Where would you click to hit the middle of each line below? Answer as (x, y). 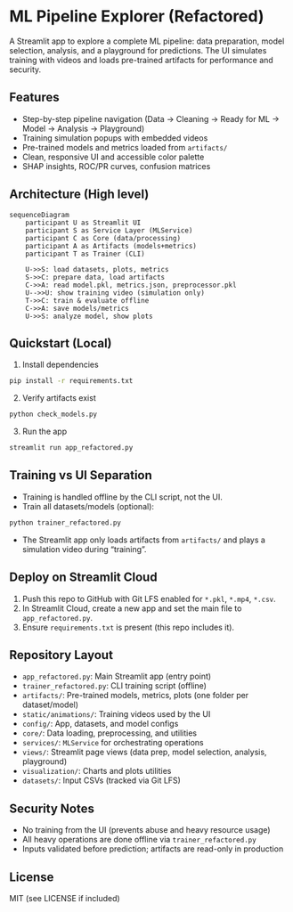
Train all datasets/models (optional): (88, 506)
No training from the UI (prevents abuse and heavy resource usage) (146, 830)
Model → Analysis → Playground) (83, 128)
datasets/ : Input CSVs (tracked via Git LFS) (101, 780)
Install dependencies (61, 365)
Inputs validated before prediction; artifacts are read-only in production (153, 849)
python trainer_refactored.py (65, 523)
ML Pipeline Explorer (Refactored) (137, 16)
